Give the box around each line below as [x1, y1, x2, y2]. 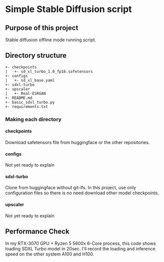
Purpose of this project [5, 24, 79, 32]
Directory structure [5, 51, 67, 60]
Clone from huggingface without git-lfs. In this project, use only [5, 185, 136, 191]
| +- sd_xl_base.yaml [5, 78, 55, 83]
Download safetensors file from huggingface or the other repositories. [5, 139, 150, 145]
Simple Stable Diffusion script [5, 4, 132, 15]
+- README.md [5, 95, 33, 100]
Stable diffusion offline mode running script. [5, 37, 96, 43]
